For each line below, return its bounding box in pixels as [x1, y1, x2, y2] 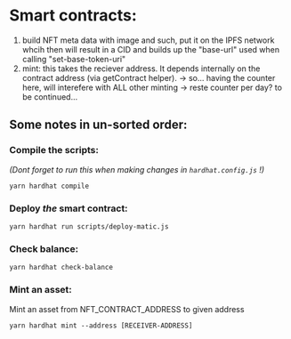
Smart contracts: [9, 5, 138, 26]
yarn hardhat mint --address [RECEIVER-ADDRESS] [9, 321, 193, 330]
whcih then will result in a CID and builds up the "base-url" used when [21, 44, 280, 54]
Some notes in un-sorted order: [9, 117, 188, 133]
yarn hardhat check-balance [9, 263, 114, 272]
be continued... [21, 91, 78, 102]
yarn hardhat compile [9, 182, 90, 190]
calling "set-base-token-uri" [21, 53, 126, 64]
